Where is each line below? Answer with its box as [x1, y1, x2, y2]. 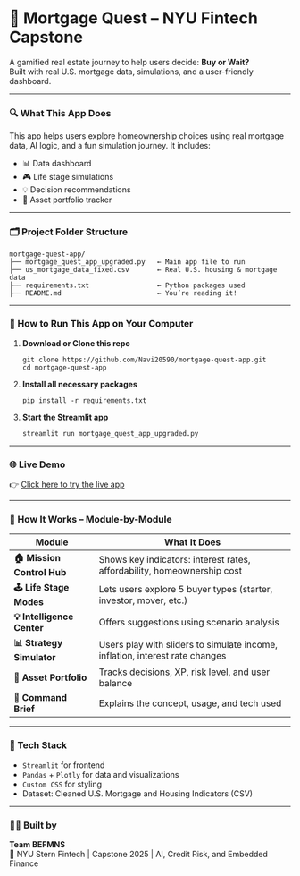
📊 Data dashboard [21, 158, 92, 169]
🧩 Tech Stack [9, 739, 68, 752]
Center [13, 622, 45, 634]
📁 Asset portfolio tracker [21, 194, 112, 205]
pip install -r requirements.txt [21, 395, 147, 405]
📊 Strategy [13, 637, 63, 650]
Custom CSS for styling [21, 778, 103, 789]
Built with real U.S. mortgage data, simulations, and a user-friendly [9, 66, 254, 77]
